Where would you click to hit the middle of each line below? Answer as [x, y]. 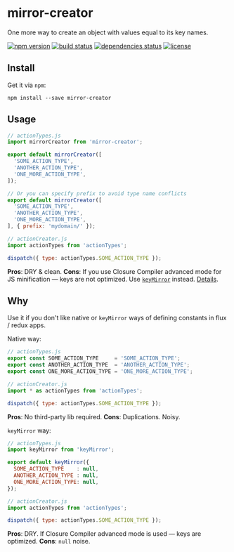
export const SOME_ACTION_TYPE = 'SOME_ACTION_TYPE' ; [94, 359]
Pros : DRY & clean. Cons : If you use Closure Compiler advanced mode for [115, 271]
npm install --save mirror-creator [59, 98]
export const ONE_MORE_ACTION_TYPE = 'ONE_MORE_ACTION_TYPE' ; [100, 372]
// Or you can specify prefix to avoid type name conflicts [97, 193]
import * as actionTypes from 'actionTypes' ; [75, 390]
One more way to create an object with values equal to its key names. [108, 32]
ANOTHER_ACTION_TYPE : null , [56, 475]
